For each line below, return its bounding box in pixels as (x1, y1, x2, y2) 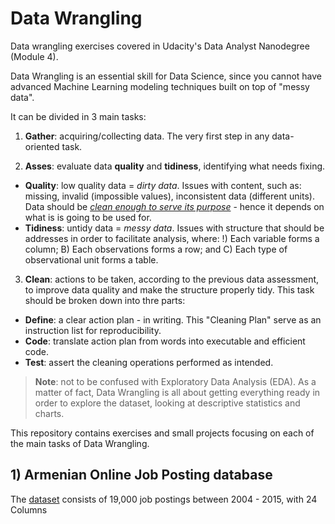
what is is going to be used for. (24, 211, 152, 223)
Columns (10, 503, 48, 516)
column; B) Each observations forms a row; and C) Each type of (24, 243, 288, 255)
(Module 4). (10, 50, 59, 62)
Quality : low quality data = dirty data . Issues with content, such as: (24, 179, 302, 191)
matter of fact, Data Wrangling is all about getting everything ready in (34, 386, 321, 398)
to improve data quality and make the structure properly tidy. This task (24, 283, 315, 296)
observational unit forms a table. (24, 253, 159, 266)
